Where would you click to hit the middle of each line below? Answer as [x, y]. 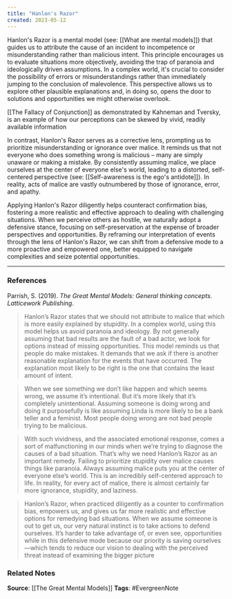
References [27, 281]
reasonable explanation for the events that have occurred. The [113, 360]
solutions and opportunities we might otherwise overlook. [89, 98]
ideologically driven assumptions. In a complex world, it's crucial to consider [116, 69]
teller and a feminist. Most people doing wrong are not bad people [118, 418]
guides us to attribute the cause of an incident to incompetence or [101, 47]
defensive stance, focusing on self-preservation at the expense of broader [113, 227]
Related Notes [31, 573]
